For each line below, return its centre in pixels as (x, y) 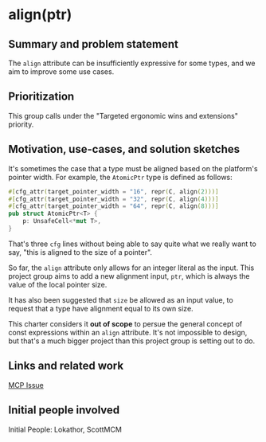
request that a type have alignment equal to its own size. (101, 308)
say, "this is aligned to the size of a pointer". (80, 252)
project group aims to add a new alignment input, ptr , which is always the (129, 276)
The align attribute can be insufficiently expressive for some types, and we (132, 63)
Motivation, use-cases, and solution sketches (124, 149)
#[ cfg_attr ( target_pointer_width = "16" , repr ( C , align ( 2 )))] (113, 192)
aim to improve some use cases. (61, 72)
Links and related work (66, 366)
